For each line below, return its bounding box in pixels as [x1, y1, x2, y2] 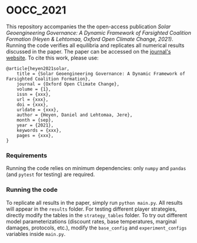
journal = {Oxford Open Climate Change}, [16, 81, 119, 87]
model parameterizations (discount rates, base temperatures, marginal [6, 218, 177, 225]
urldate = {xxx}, [16, 106, 59, 112]
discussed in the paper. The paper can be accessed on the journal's [6, 48, 171, 55]
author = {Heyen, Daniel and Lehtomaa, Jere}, [16, 112, 133, 118]
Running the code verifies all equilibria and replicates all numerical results [6, 42, 185, 49]
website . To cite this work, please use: [6, 54, 99, 61]
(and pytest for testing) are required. [6, 171, 95, 178]
